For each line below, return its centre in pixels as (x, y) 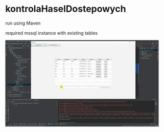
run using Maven (23, 23)
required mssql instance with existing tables (52, 33)
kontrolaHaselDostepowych (66, 9)
